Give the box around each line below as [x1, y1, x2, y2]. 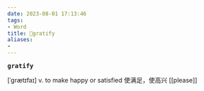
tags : [7, 17, 23, 24]
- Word [7, 23, 27, 30]
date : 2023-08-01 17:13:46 [7, 10, 87, 17]
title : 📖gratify [7, 29, 55, 37]
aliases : [7, 36, 33, 43]
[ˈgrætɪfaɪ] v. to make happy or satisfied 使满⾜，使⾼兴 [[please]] [7, 76, 198, 84]
